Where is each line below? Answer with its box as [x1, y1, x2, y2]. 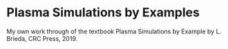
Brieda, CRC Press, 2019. [6, 34, 78, 42]
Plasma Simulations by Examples [6, 5, 200, 20]
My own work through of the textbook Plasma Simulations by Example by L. [6, 27, 222, 35]
